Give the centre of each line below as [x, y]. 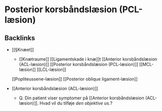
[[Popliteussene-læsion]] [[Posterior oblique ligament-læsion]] [75, 79]
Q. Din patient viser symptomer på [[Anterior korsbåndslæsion [81, 98]
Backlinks [20, 38]
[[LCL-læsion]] [52, 69]
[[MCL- [146, 64]
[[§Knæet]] [23, 50]
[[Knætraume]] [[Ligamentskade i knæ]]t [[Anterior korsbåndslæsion [88, 59]
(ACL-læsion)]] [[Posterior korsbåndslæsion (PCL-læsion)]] [79, 64]
